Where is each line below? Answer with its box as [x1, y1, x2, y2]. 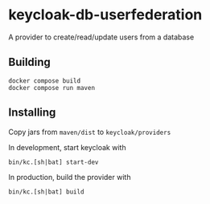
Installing [8, 106, 56, 120]
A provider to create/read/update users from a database [8, 32, 195, 42]
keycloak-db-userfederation [8, 6, 203, 24]
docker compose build [8, 76, 81, 85]
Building [8, 55, 51, 69]
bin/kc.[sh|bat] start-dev [8, 158, 99, 166]
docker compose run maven [8, 84, 95, 92]
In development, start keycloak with [8, 142, 126, 152]
